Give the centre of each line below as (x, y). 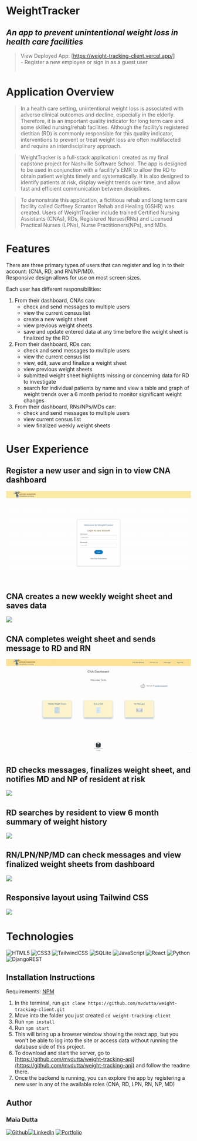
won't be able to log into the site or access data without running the (96, 1040)
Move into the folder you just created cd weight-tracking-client (93, 1016)
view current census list (52, 419)
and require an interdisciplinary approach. (71, 146)
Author (19, 1102)
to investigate (40, 381)
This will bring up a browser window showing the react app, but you (96, 1034)
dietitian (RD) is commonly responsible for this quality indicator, (97, 133)
